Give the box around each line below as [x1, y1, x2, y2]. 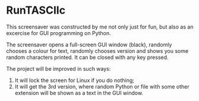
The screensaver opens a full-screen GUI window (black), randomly [6, 41, 172, 48]
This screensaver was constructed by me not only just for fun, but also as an [6, 23, 194, 30]
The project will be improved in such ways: [6, 65, 111, 72]
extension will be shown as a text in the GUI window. [14, 89, 144, 96]
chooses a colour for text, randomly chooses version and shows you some [6, 47, 189, 54]
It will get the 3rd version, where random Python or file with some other [14, 83, 189, 90]
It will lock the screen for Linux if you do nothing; [14, 77, 135, 84]
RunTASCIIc [6, 4, 66, 17]
